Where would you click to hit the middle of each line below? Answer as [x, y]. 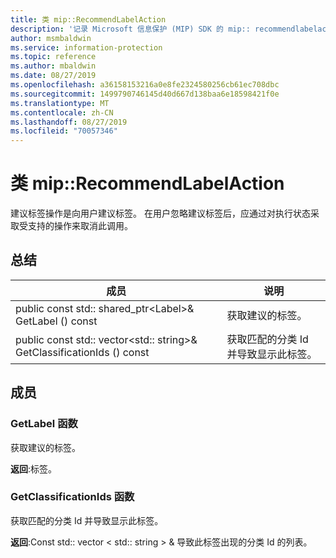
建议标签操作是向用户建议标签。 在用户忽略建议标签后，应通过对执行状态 [160, 213]
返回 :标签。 [34, 468]
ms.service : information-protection [86, 47]
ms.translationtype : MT [60, 103]
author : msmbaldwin [51, 38]
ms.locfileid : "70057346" [64, 131]
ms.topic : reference [53, 57]
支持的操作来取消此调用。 [80, 226]
